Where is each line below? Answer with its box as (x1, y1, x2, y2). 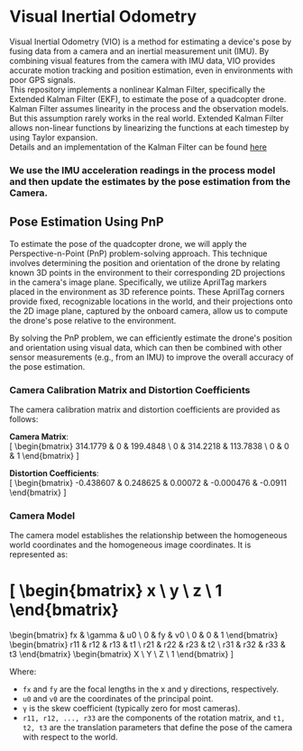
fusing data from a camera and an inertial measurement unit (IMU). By (9, 45, 270, 56)
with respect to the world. (22, 732, 119, 743)
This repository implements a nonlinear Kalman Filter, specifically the (9, 84, 266, 95)
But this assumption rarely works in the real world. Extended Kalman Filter (9, 113, 284, 124)
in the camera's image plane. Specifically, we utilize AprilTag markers (9, 277, 268, 288)
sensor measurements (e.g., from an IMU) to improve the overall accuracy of (9, 352, 294, 362)
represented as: (9, 549, 69, 560)
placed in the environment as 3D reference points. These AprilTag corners (9, 286, 286, 297)
